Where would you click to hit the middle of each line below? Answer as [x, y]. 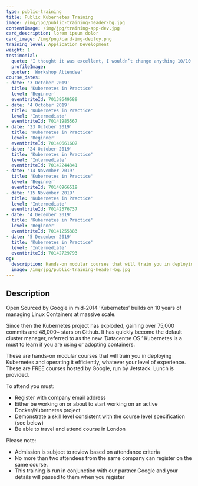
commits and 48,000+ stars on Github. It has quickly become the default [94, 332]
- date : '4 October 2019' [38, 105]
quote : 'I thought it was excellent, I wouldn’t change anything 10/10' [103, 61]
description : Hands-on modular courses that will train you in [90, 264]
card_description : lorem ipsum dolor [52, 34]
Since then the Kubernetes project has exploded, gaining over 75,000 [90, 325]
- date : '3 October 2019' [38, 83]
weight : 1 [18, 50]
